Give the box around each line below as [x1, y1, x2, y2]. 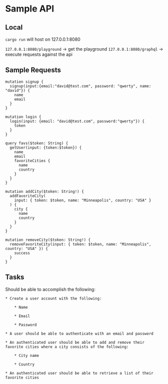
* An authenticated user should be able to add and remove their [5, 340, 144, 345]
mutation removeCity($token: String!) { [5, 237, 91, 242]
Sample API [5, 3, 54, 15]
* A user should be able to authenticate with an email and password [5, 331, 154, 336]
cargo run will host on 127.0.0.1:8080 [5, 36, 81, 42]
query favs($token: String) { [5, 141, 69, 146]
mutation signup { [5, 79, 44, 84]
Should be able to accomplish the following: [5, 286, 96, 292]
